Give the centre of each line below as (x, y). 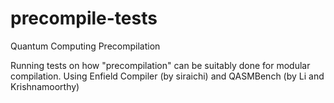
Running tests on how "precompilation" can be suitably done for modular (160, 65)
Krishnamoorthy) (45, 86)
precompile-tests (84, 18)
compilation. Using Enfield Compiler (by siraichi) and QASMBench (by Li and (167, 76)
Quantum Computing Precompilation (85, 46)
